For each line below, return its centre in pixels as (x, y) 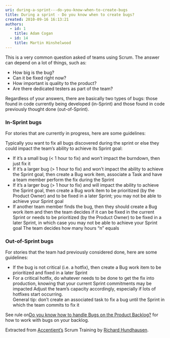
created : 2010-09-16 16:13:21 (37, 19)
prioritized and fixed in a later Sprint (50, 273)
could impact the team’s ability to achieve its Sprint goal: (64, 149)
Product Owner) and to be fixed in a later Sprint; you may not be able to (87, 196)
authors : (14, 24)
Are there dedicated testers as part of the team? (63, 89)
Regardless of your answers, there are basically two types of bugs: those (81, 98)
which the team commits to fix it (46, 305)
